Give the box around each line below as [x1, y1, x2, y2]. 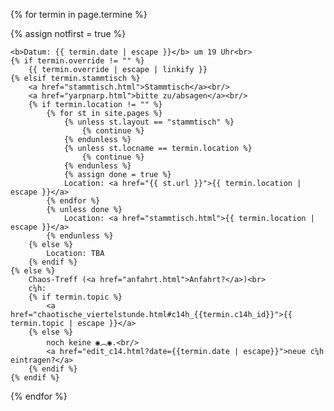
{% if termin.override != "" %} [10, 56, 145, 66]
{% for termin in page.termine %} [10, 9, 148, 20]
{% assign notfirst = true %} [10, 28, 127, 39]
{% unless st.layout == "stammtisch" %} [63, 117, 235, 127]
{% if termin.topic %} [28, 292, 123, 302]
